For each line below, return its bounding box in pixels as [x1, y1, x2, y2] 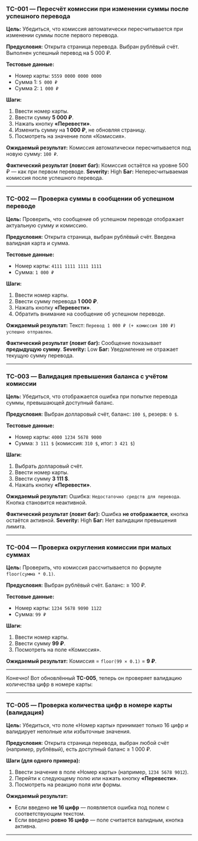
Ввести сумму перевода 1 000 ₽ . [14, 297, 98, 305]
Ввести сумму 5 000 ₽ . [14, 114, 74, 121]
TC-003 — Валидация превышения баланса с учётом [6, 372, 168, 380]
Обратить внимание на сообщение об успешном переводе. [14, 310, 166, 317]
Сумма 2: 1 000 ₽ [14, 85, 59, 92]
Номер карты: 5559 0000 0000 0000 [14, 73, 102, 80]
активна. [14, 823, 37, 830]
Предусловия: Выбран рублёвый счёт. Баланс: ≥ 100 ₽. [6, 582, 146, 589]
